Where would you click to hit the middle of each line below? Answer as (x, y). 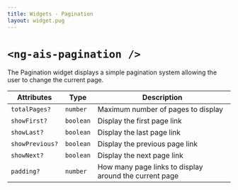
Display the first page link (140, 121)
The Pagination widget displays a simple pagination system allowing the (112, 72)
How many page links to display (150, 167)
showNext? (27, 156)
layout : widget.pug (36, 21)
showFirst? (29, 121)
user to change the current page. (56, 80)
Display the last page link (139, 133)
